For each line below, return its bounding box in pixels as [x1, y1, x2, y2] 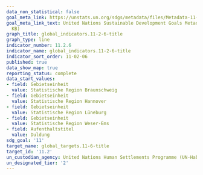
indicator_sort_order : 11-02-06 [6, 54, 88, 60]
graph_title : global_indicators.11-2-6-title [6, 31, 123, 37]
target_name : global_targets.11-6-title [6, 143, 110, 149]
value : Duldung [11, 132, 50, 138]
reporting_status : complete [6, 70, 77, 76]
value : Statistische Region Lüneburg [11, 109, 107, 115]
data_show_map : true [6, 64, 59, 71]
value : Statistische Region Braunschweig [11, 87, 118, 93]
